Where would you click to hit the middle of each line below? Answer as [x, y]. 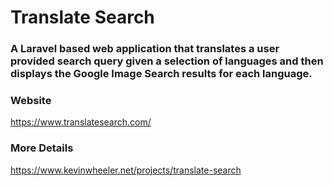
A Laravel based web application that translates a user [145, 49]
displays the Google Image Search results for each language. [161, 74]
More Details [42, 148]
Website [31, 101]
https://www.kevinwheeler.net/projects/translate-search [126, 170]
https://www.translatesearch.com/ [81, 122]
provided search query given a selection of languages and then [167, 61]
